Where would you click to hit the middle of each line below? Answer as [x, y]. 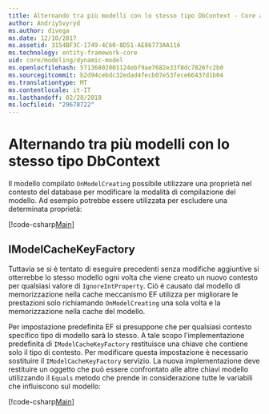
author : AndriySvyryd [44, 23]
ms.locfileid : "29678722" [51, 105]
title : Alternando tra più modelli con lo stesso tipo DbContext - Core [132, 16]
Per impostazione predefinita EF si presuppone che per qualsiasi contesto [130, 326]
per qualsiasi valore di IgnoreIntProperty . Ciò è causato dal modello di [125, 285]
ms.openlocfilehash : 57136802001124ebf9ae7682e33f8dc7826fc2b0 [116, 68]
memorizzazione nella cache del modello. [77, 311]
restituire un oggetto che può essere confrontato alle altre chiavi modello [128, 369]
